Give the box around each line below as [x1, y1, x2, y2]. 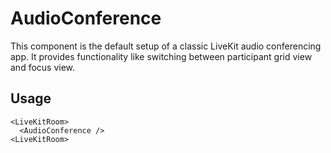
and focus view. [10, 61, 76, 73]
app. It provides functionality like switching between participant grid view [10, 50, 313, 62]
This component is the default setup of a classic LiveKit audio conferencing [10, 40, 322, 52]
